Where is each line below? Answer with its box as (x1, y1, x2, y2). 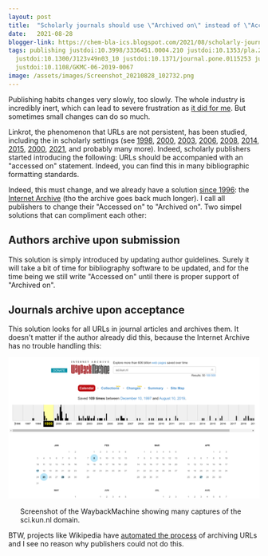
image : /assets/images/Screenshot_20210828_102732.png (8, 72, 195, 80)
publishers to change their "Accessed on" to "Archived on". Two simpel (8, 202, 242, 211)
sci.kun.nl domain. (19, 515, 81, 524)
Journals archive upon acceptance (8, 303, 185, 317)
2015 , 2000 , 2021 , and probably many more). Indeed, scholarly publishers (8, 144, 251, 153)
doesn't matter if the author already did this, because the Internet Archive (8, 333, 250, 342)
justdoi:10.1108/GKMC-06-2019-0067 (15, 64, 134, 72)
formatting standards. (8, 169, 80, 179)
